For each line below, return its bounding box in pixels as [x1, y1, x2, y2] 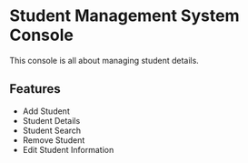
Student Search [22, 125, 82, 136]
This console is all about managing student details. [9, 55, 200, 66]
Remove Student [22, 134, 85, 146]
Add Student [22, 106, 70, 117]
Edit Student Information [22, 144, 114, 155]
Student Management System [9, 5, 240, 26]
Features [9, 81, 61, 97]
